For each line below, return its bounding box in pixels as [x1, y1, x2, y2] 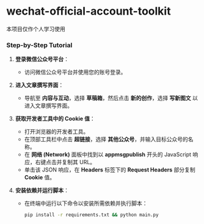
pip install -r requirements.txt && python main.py [24, 212, 159, 218]
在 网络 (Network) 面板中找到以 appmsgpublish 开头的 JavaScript [24, 151, 191, 158]
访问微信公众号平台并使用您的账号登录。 [24, 68, 126, 76]
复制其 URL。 [62, 159, 96, 166]
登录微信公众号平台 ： [15, 56, 69, 63]
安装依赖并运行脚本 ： [15, 187, 69, 194]
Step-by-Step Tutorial [6, 41, 73, 49]
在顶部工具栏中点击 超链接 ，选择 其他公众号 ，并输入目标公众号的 [24, 135, 188, 143]
